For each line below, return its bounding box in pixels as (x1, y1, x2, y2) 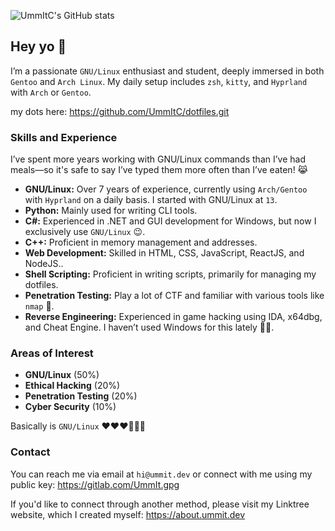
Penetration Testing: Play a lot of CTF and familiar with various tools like (24, 290, 325, 302)
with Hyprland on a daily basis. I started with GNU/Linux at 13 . (24, 194, 278, 206)
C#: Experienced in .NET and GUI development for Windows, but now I (24, 215, 317, 227)
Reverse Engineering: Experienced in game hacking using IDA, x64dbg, (24, 311, 323, 323)
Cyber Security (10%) (24, 401, 117, 413)
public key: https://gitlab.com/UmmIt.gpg (10, 478, 180, 490)
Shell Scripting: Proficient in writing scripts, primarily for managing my (24, 268, 317, 280)
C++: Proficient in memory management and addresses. (24, 236, 258, 249)
